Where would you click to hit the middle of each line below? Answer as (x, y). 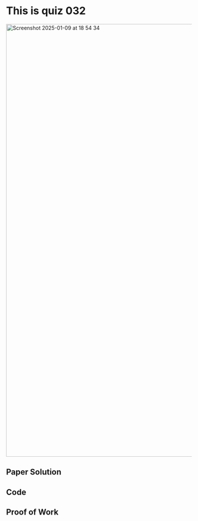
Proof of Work (32, 512)
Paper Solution (34, 472)
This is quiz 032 (46, 11)
